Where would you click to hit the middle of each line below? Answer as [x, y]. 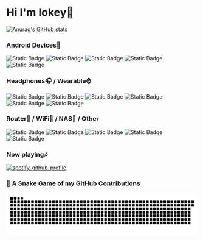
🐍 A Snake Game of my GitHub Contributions [74, 183]
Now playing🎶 [27, 154]
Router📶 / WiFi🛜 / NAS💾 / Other [53, 119]
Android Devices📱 [33, 45]
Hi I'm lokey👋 [40, 12]
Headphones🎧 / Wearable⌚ [49, 81]
